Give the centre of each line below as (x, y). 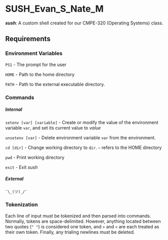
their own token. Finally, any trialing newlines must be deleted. (70, 232)
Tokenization (22, 205)
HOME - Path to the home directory (40, 74)
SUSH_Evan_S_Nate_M (54, 9)
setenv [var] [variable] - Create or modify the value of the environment (82, 122)
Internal (14, 109)
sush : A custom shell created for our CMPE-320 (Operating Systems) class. (84, 23)
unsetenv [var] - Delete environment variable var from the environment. (80, 137)
